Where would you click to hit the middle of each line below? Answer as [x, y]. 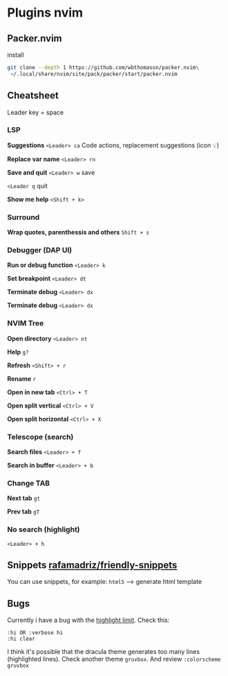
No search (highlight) [44, 529]
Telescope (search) [40, 437]
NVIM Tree [26, 323]
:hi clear [21, 639]
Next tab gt [23, 498]
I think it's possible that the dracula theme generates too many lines [104, 652]
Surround [23, 217]
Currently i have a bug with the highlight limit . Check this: [88, 620]
